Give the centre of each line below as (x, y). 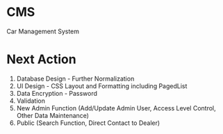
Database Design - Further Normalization (75, 78)
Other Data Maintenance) (53, 115)
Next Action (42, 59)
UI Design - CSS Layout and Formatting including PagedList (102, 86)
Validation (31, 101)
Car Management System (43, 31)
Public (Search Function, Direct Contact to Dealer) (88, 123)
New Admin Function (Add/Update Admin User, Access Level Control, (116, 108)
